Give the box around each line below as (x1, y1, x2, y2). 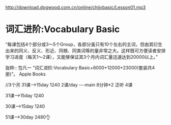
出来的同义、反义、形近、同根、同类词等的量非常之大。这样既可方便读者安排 (5, 48, 166, 54)
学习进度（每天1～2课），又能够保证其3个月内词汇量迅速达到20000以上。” (5, 54, 158, 60)
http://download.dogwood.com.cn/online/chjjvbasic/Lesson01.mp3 (5, 5, 146, 10)
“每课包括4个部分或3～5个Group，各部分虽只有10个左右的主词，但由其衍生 (5, 41, 163, 47)
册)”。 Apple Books (5, 71, 46, 77)
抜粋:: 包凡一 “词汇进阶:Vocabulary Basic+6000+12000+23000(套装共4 (5, 64, 155, 70)
